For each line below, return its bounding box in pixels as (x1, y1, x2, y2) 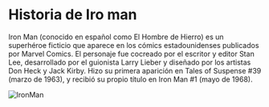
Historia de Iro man (8, 6, 137, 24)
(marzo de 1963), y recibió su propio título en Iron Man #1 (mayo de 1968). (8, 74, 253, 84)
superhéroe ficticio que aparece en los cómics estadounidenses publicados (8, 40, 259, 50)
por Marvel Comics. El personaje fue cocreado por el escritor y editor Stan (8, 49, 255, 58)
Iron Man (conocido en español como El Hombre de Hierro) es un (8, 32, 224, 42)
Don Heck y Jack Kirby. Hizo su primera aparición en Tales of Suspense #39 (8, 65, 262, 75)
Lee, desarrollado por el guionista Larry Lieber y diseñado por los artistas (8, 57, 251, 67)
